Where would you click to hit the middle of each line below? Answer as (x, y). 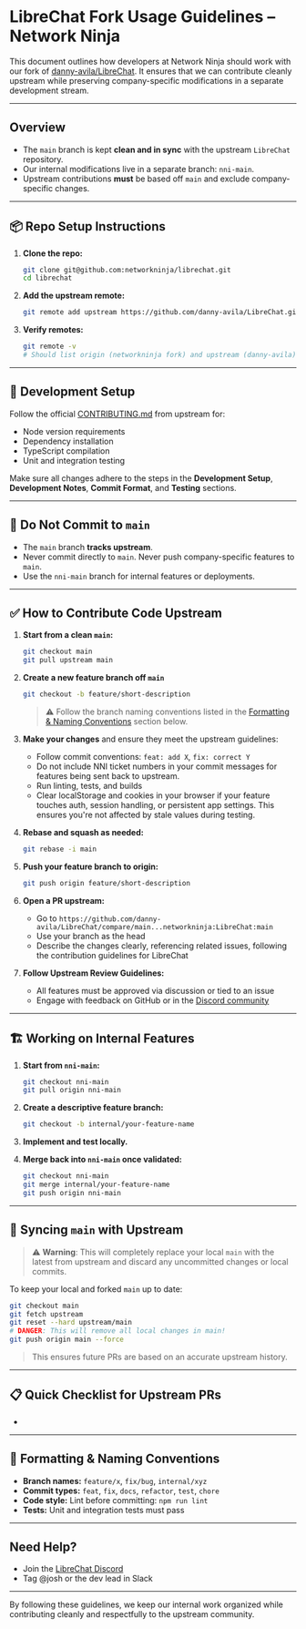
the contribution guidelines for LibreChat (112, 955)
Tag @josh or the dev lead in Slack (87, 1579)
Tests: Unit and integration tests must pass (103, 1510)
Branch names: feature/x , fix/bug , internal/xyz (115, 1480)
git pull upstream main (68, 661)
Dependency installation (68, 441)
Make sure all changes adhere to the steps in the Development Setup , (141, 478)
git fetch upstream (46, 1314)
